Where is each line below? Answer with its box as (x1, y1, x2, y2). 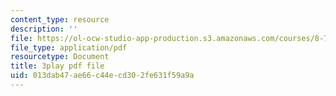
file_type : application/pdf (10, 42, 128, 53)
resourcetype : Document (10, 52, 110, 62)
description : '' (10, 24, 78, 34)
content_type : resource (10, 14, 110, 25)
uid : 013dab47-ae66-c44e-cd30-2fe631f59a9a (10, 71, 195, 81)
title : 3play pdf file (10, 61, 105, 71)
